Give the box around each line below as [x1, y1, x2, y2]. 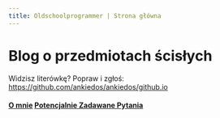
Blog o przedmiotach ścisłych [8, 46, 213, 65]
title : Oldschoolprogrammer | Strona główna [8, 11, 162, 20]
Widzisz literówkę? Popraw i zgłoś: [8, 74, 124, 83]
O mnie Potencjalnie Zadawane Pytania [8, 100, 144, 110]
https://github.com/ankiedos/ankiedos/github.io [8, 82, 168, 91]
